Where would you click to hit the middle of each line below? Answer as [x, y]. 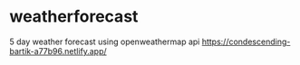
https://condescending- [246, 42]
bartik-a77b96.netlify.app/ [58, 51]
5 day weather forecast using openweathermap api [105, 42]
